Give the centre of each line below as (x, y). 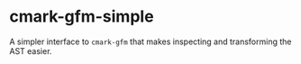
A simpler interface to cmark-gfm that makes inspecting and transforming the (150, 41)
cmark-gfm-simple (82, 17)
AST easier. (31, 50)
